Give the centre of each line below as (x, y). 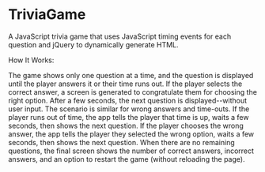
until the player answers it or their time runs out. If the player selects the (125, 84)
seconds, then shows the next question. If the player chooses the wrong (126, 125)
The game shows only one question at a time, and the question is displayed (131, 75)
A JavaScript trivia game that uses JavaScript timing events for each (120, 36)
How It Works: (31, 60)
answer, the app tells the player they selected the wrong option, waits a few (131, 134)
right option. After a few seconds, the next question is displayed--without (128, 100)
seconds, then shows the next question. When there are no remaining (121, 142)
